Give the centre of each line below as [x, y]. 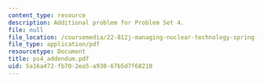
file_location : [33, 37]
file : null [26, 30]
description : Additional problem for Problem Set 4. [96, 23]
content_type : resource [47, 15]
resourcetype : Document [47, 52]
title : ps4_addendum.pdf [49, 59]
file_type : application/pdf [54, 45]
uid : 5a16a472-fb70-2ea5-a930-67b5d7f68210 [81, 66]
